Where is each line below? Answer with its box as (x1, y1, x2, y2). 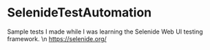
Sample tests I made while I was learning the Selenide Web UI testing (7, 27, 203, 36)
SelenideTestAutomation (7, 5, 152, 21)
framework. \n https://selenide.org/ (7, 34, 107, 42)
